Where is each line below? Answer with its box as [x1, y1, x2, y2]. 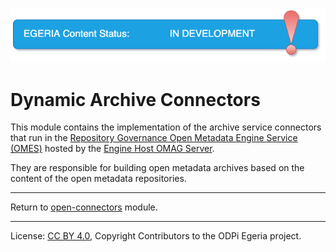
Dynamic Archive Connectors [10, 88, 261, 111]
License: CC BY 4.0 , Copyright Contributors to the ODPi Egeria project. [10, 230, 302, 242]
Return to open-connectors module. [10, 201, 158, 213]
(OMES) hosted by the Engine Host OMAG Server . [10, 143, 215, 155]
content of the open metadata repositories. [10, 173, 187, 185]
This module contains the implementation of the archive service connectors [10, 121, 322, 133]
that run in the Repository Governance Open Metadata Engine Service [10, 132, 298, 144]
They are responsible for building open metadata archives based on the [10, 162, 305, 174]
